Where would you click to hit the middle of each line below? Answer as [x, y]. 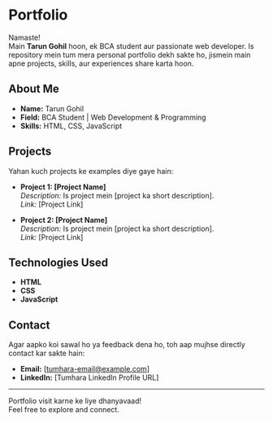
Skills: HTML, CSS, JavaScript [71, 126]
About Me [34, 89]
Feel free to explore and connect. [64, 410]
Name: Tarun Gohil [52, 108]
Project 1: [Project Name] [63, 187]
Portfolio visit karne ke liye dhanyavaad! [75, 401]
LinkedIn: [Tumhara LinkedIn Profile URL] [89, 378]
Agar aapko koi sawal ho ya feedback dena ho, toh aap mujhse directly [127, 345]
